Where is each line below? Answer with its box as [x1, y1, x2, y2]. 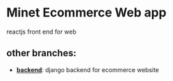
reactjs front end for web [6, 27, 77, 36]
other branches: [6, 47, 77, 59]
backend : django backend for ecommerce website [16, 65, 159, 73]
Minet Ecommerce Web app [6, 5, 167, 21]
